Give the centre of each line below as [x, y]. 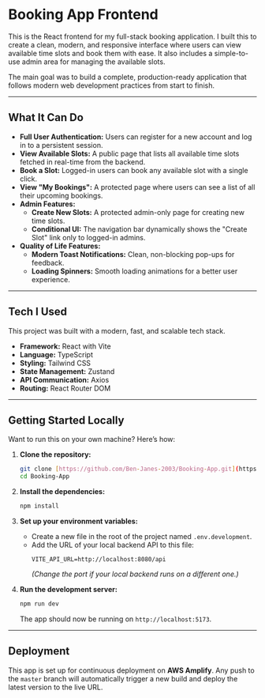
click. [28, 179]
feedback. [48, 262]
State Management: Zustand [67, 371]
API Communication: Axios [64, 379]
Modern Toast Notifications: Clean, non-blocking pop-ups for [133, 254]
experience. [51, 279]
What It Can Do [46, 117]
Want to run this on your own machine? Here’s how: [92, 440]
